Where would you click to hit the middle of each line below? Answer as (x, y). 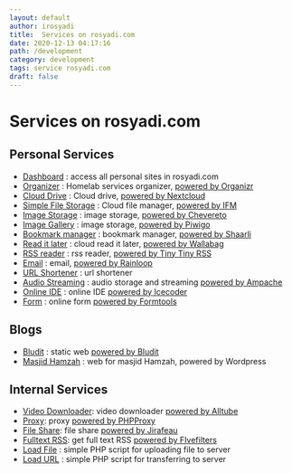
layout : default (40, 18)
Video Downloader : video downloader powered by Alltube (130, 412)
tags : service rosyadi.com (60, 69)
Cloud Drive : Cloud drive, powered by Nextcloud (114, 195)
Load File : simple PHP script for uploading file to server (127, 449)
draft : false (34, 77)
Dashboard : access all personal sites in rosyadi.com (120, 176)
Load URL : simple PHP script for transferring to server (124, 459)
